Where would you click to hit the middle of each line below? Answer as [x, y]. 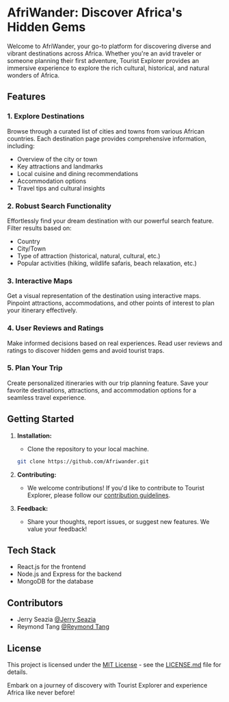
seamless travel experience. [47, 397]
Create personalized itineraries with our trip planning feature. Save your [108, 383]
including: [21, 146]
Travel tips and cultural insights [61, 188]
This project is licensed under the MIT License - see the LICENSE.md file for [114, 664]
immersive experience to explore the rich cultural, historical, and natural [108, 68]
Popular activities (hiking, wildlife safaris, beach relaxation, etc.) [107, 263]
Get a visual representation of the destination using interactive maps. [104, 296]
